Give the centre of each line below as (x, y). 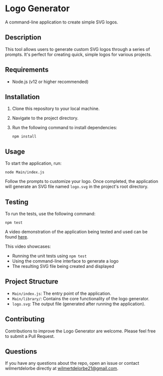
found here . (17, 237)
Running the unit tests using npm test (49, 256)
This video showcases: (28, 246)
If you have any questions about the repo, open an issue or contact (72, 363)
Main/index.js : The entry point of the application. (62, 293)
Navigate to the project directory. (45, 118)
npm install (24, 137)
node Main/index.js (25, 172)
